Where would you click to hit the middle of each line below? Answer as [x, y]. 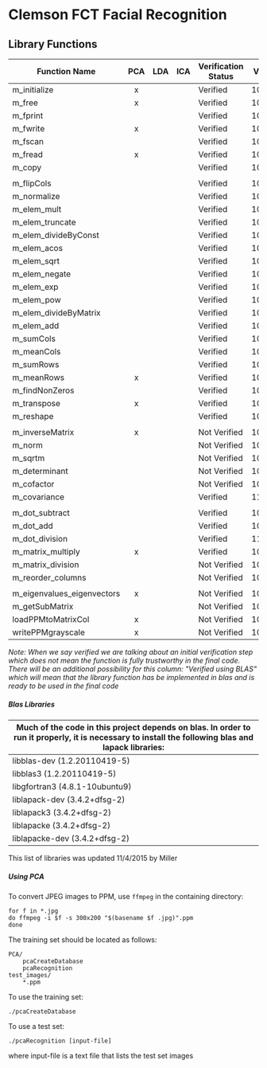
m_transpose [37, 403]
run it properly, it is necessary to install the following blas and [133, 737]
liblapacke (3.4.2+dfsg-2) [62, 825]
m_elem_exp [35, 287]
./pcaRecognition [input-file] [60, 1041]
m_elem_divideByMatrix [56, 313]
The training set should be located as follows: [83, 939]
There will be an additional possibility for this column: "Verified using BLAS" [132, 669]
